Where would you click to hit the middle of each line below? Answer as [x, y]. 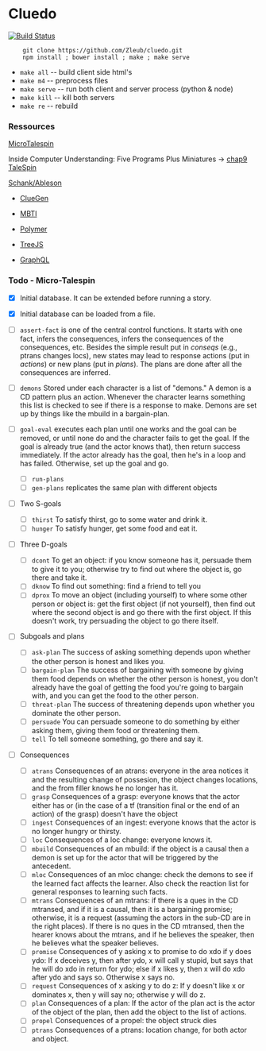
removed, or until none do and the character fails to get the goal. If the [135, 438]
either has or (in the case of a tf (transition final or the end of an [135, 805]
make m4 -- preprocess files [64, 80]
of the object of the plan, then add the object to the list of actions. [139, 1012]
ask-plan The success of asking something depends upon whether [141, 652]
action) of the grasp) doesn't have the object [105, 813]
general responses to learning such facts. [100, 892]
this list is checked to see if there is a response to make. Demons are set [138, 405]
